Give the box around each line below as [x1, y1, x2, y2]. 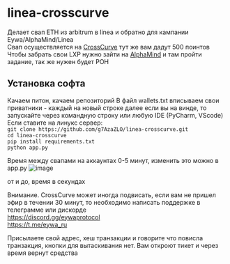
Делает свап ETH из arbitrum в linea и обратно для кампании [7, 28, 189, 36]
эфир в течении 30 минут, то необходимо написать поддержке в [7, 198, 201, 206]
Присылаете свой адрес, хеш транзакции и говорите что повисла [7, 233, 204, 242]
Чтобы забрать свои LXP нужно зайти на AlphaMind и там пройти [7, 50, 202, 59]
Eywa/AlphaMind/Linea [7, 35, 74, 43]
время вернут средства [7, 249, 78, 257]
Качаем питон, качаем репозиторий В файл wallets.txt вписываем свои [7, 96, 220, 104]
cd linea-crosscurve [7, 132, 68, 139]
